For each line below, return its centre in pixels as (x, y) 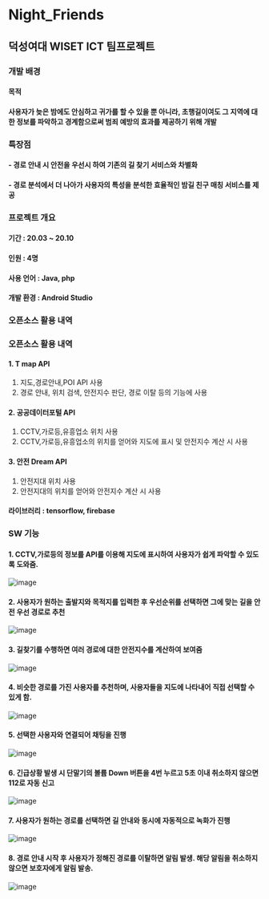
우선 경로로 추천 (41, 612)
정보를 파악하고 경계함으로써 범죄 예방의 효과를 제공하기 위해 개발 (117, 121)
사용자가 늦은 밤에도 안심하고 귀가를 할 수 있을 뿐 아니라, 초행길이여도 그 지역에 (129, 111)
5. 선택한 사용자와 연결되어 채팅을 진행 (67, 735)
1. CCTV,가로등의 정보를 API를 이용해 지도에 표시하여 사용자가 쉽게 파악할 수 (126, 554)
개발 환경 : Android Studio (51, 298)
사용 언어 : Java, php (42, 277)
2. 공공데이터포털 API (42, 412)
